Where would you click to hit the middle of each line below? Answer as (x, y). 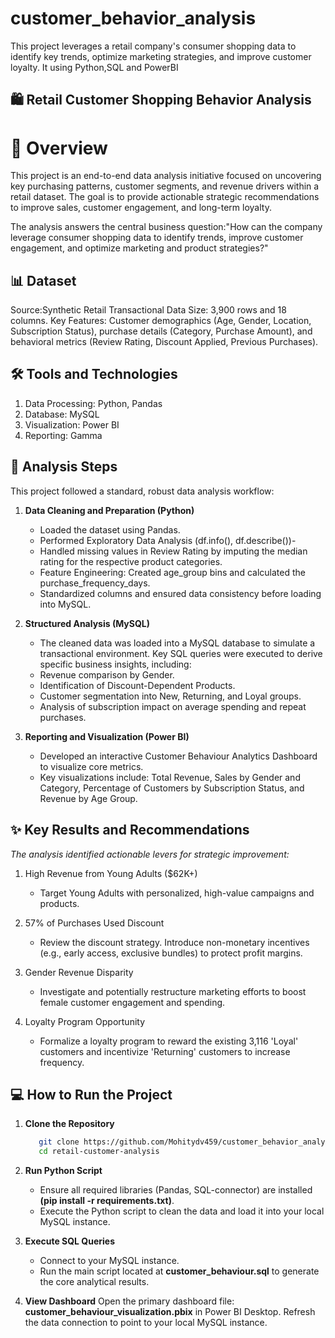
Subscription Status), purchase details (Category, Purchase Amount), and (161, 331)
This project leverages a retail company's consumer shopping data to (153, 46)
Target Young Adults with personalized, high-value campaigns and (177, 893)
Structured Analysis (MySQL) (87, 623)
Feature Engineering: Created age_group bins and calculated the (172, 572)
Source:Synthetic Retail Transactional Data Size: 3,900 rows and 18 (148, 310)
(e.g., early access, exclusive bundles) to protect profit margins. (171, 953)
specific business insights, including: (115, 664)
